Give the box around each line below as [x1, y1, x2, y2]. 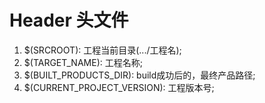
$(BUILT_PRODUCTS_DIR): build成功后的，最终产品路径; [23, 69, 256, 81]
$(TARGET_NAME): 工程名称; [23, 56, 143, 68]
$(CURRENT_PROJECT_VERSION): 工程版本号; [23, 81, 215, 93]
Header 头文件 [9, 9, 129, 32]
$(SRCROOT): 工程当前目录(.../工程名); [23, 44, 182, 56]
